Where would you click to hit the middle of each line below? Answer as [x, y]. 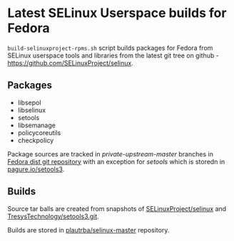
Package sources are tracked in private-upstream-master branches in [111, 154]
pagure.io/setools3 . [36, 169]
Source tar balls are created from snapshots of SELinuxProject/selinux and [117, 208]
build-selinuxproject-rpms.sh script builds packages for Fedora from [110, 48]
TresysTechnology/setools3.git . [54, 216]
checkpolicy [36, 140]
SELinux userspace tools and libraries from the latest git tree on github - [113, 55]
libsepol [29, 102]
